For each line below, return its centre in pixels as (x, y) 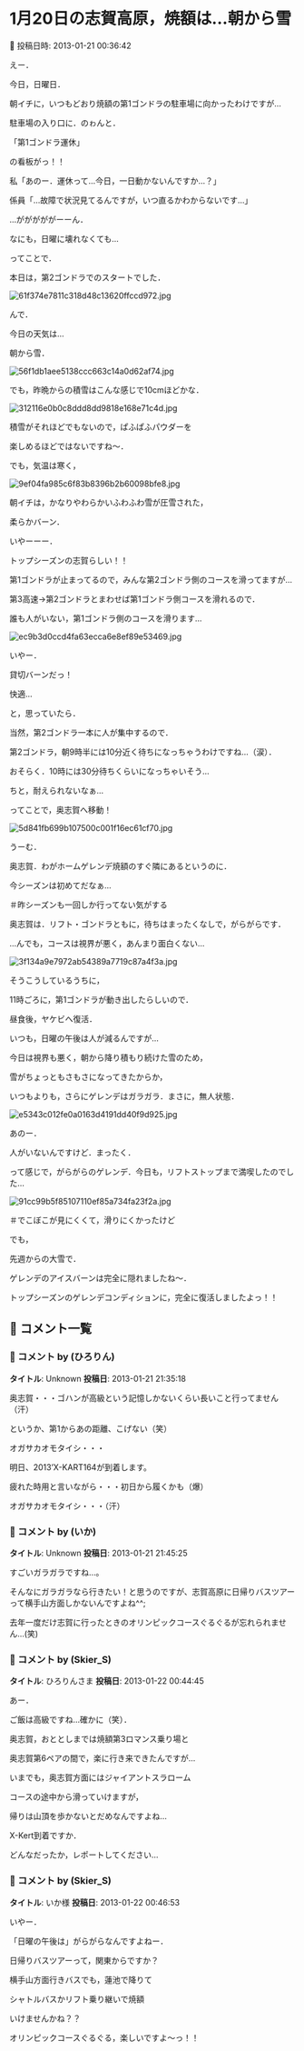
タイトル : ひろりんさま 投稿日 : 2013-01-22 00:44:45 (107, 1681)
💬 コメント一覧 (51, 1329)
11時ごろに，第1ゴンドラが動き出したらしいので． (101, 999)
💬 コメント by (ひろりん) (62, 1357)
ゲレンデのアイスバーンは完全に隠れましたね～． (101, 1277)
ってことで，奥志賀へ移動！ (61, 809)
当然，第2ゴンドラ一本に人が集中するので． (91, 732)
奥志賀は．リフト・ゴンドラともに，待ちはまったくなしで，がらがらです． (147, 924)
